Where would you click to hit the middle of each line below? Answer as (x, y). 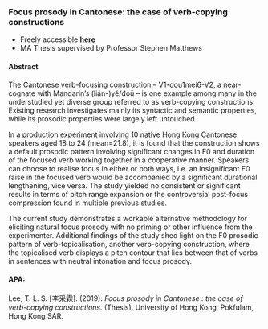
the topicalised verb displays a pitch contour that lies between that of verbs (133, 253)
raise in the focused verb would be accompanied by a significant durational (133, 177)
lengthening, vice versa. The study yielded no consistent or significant (124, 185)
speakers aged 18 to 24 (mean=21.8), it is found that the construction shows (134, 142)
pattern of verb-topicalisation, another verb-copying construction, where (129, 244)
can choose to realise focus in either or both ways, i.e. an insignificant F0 (129, 168)
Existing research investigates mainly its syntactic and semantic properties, (132, 110)
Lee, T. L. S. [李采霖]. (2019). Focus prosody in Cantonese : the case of (126, 298)
